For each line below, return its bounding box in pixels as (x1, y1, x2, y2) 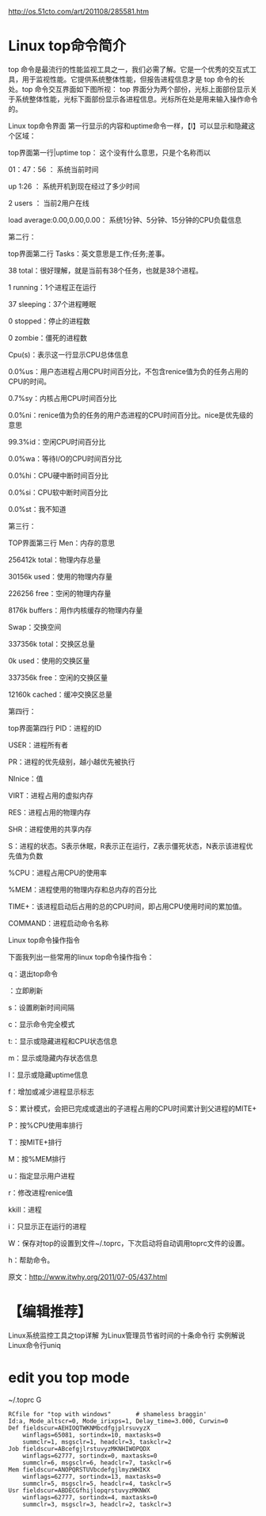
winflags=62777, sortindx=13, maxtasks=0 (22, 1472, 161, 1480)
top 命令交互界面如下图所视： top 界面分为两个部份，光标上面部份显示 (21, 84, 251, 94)
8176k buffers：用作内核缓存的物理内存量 (8, 605, 143, 615)
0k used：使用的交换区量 (8, 655, 90, 665)
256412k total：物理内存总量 (8, 555, 101, 564)
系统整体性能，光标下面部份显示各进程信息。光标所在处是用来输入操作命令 (14, 94, 258, 104)
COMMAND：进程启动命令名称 (8, 918, 109, 928)
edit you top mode (8, 1369, 130, 1387)
